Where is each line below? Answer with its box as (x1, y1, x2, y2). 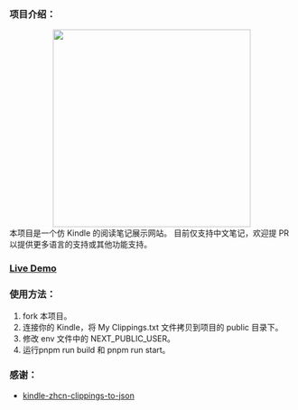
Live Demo (9, 262, 57, 275)
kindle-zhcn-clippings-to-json (22, 390, 135, 401)
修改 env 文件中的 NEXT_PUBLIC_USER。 (22, 332, 176, 344)
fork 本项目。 (22, 310, 72, 321)
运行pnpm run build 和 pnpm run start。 (22, 344, 171, 355)
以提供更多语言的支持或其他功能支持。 (9, 239, 152, 250)
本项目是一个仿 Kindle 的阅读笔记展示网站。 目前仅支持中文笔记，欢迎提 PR (9, 228, 290, 238)
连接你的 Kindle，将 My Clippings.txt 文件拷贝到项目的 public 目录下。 (22, 321, 284, 332)
